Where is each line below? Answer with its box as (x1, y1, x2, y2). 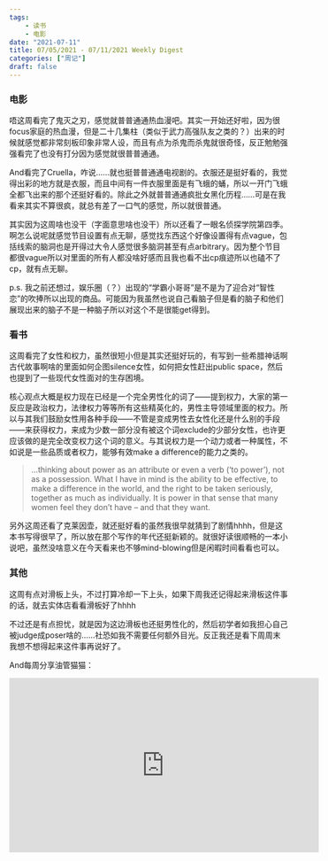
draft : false (9, 63, 57, 72)
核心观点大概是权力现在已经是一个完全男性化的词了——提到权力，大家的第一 (9, 392, 288, 402)
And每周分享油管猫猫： (9, 659, 95, 670)
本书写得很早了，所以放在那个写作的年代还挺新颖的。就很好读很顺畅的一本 (9, 531, 280, 542)
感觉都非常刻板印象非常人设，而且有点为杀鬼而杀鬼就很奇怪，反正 (24, 137, 265, 148)
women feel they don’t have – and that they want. (30, 502, 210, 513)
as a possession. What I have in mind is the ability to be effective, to (30, 474, 278, 485)
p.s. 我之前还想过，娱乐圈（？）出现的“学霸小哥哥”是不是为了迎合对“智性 (9, 283, 276, 293)
